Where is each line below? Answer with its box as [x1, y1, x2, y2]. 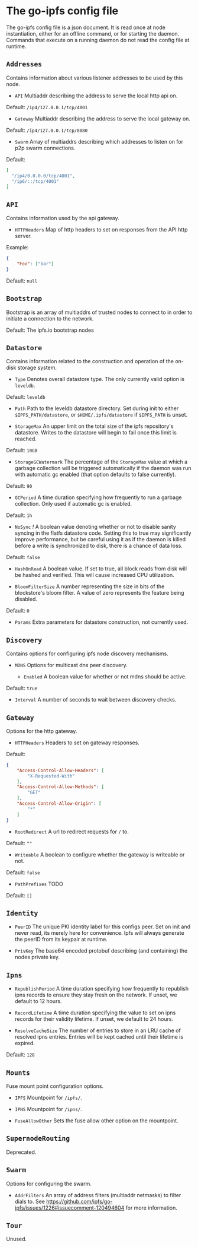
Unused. [6, 1236, 27, 1243]
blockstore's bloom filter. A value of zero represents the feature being [14, 589, 184, 596]
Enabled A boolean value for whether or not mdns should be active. [23, 673, 187, 680]
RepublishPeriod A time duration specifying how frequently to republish [14, 985, 189, 992]
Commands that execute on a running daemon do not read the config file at [6, 36, 190, 43]
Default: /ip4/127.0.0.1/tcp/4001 [6, 103, 88, 110]
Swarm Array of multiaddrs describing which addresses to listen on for [14, 138, 183, 145]
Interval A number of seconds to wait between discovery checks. [14, 696, 177, 703]
